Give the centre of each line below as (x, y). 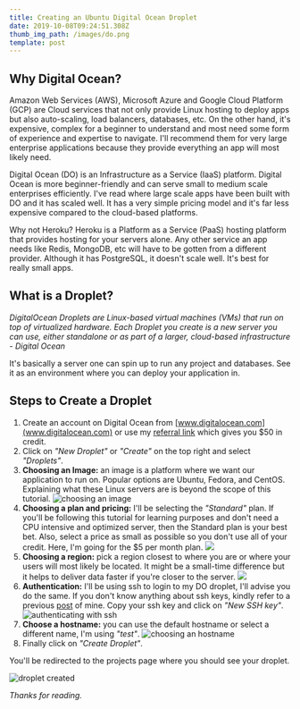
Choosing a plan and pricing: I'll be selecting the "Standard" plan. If (148, 508)
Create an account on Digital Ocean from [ (100, 422)
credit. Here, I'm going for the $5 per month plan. (112, 547)
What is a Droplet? (62, 296)
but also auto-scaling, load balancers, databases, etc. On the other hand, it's (150, 119)
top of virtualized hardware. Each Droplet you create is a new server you (143, 326)
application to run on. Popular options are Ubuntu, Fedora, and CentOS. (154, 479)
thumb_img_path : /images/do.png (69, 34)
